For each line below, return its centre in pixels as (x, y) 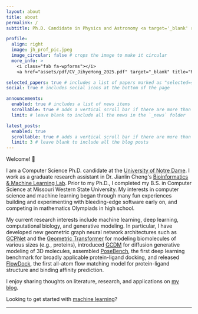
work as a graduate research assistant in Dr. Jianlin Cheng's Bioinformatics (97, 177)
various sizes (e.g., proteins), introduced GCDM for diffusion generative (93, 245)
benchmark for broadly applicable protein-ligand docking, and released (93, 257)
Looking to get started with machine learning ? (62, 299)
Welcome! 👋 (21, 159)
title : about (22, 17)
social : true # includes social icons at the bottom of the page (88, 88)
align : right (27, 44)
